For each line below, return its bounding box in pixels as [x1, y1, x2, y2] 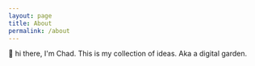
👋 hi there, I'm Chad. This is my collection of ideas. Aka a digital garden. [8, 49, 248, 59]
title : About [8, 19, 52, 27]
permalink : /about [8, 27, 70, 35]
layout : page [8, 11, 52, 20]
